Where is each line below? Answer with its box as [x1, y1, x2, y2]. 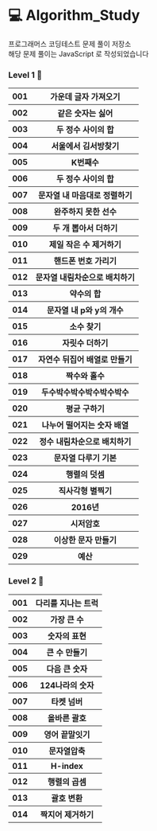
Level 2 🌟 [8, 575, 44, 587]
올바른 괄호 [47, 712, 87, 724]
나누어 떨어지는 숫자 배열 [41, 419, 129, 431]
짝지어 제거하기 [40, 809, 94, 820]
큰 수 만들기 [46, 646, 88, 657]
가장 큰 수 [50, 614, 84, 625]
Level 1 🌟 [8, 69, 42, 80]
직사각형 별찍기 [58, 486, 113, 497]
